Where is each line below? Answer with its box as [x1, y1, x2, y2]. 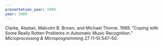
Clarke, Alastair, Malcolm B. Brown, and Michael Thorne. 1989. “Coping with [5, 25, 159, 31]
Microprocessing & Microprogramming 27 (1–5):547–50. [5, 35, 118, 41]
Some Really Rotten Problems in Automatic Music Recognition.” [5, 30, 133, 36]
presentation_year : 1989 [5, 7, 56, 12]
